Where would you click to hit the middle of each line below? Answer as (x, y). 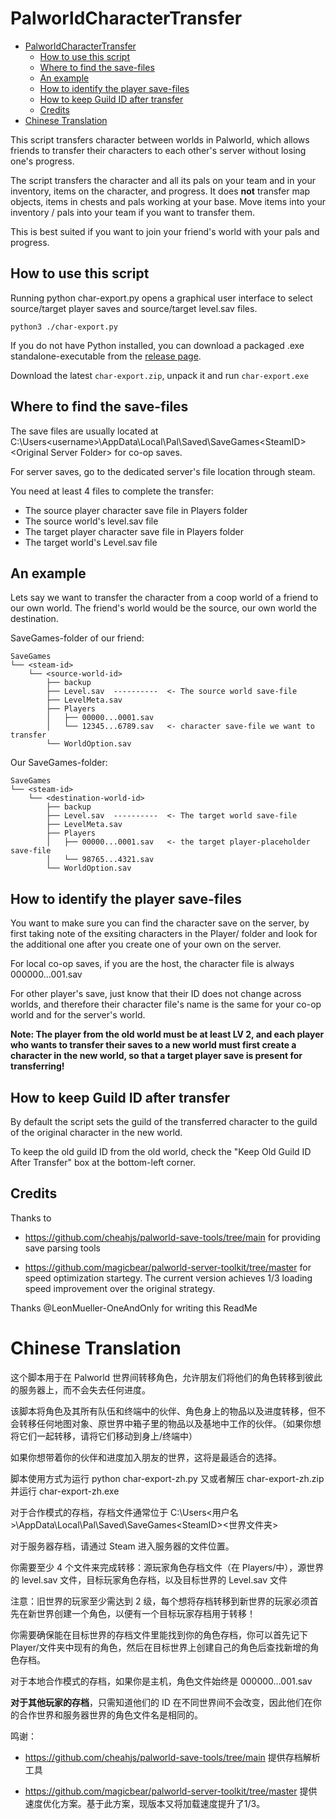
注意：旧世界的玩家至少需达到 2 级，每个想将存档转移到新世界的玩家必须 (160, 1601)
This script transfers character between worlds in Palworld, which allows (160, 139)
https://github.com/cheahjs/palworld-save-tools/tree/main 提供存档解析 (172, 1757)
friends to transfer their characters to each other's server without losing (158, 150)
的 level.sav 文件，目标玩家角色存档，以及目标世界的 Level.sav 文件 (149, 1579)
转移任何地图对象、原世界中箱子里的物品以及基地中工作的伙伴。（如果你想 (170, 1423)
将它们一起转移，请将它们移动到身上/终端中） (104, 1436)
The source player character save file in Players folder (136, 510)
